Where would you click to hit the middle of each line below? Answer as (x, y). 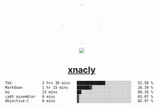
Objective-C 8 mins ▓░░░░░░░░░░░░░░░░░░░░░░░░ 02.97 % (79, 101)
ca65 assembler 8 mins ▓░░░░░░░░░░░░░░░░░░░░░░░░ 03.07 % (79, 97)
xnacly (82, 70)
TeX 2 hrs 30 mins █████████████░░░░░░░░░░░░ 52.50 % (79, 83)
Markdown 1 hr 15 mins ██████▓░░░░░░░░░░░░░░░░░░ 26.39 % (79, 88)
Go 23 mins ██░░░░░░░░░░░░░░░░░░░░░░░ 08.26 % (79, 92)
